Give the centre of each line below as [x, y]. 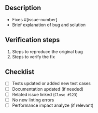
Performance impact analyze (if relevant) [53, 105]
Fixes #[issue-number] [35, 19]
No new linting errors [33, 100]
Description [23, 8]
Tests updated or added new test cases [51, 84]
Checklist [20, 72]
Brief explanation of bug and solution [49, 25]
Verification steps [33, 40]
